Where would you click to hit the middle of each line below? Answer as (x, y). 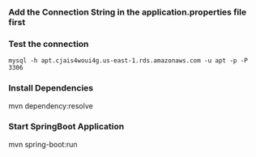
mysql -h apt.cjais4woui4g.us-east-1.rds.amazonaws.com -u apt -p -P (128, 61)
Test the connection (49, 44)
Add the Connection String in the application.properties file (128, 12)
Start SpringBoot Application (66, 126)
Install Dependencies (51, 88)
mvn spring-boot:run (43, 144)
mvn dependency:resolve (51, 106)
